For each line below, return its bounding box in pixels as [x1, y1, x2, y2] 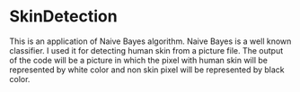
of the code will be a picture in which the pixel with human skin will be [9, 54, 268, 65]
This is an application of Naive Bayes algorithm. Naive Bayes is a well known [9, 36, 292, 46]
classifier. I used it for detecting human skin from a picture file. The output [9, 45, 284, 55]
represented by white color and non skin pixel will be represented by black [9, 64, 285, 75]
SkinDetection [9, 6, 119, 27]
